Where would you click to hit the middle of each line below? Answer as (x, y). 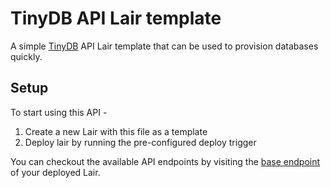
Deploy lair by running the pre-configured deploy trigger (140, 142)
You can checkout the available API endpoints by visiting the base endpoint (165, 161)
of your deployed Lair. (55, 172)
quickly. (26, 56)
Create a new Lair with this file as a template (116, 131)
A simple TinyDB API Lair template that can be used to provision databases (164, 46)
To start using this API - (59, 112)
